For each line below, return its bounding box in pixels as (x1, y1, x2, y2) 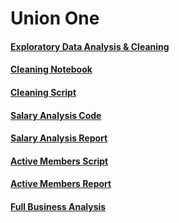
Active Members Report (10, 178, 112, 190)
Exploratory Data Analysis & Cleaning (10, 40, 170, 52)
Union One (10, 7, 100, 30)
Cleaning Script (10, 86, 77, 98)
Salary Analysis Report (10, 132, 108, 144)
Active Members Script (10, 155, 109, 167)
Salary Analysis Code (10, 109, 102, 121)
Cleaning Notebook (10, 63, 93, 76)
